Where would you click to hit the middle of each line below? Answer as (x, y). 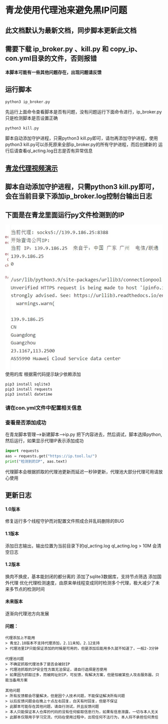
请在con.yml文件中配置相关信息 (43, 408)
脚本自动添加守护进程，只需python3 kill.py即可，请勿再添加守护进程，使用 (82, 138)
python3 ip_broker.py (28, 102)
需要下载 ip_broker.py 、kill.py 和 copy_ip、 (73, 49)
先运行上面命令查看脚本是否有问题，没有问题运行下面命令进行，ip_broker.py (83, 112)
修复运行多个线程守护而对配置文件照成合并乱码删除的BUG (65, 521)
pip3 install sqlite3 (28, 384)
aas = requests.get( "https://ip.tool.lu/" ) (51, 456)
